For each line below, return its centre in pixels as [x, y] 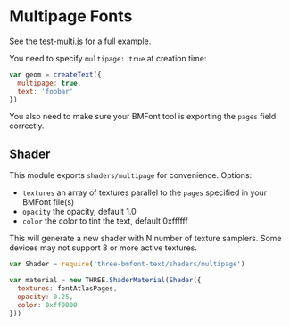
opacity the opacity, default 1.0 [79, 212]
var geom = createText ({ [55, 74]
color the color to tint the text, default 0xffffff [105, 221]
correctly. [27, 126]
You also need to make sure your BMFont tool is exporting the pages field [143, 117]
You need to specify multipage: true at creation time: [108, 58]
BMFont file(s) [48, 202]
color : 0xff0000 [47, 305]
